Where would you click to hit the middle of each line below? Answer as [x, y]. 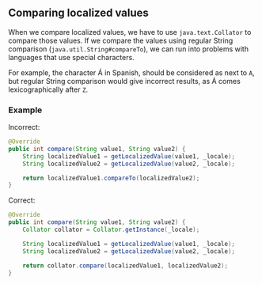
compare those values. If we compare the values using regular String [121, 40]
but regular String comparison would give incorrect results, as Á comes [125, 81]
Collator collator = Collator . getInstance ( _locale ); [111, 230]
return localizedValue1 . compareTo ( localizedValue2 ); [111, 178]
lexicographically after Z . [48, 89]
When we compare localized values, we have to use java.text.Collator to [130, 32]
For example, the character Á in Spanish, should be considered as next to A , [131, 72]
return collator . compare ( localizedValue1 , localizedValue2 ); [125, 265]
